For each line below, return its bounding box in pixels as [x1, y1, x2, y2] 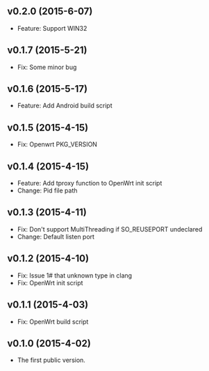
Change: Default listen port [17, 232, 95, 241]
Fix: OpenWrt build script [17, 317, 89, 326]
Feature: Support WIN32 [17, 24, 87, 32]
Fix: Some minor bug [17, 63, 77, 71]
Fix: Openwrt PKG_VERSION [17, 140, 97, 149]
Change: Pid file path [17, 186, 78, 195]
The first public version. [17, 356, 85, 365]
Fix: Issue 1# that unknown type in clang [17, 271, 133, 280]
